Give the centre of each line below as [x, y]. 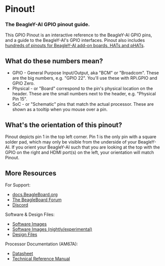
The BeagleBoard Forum [37, 200]
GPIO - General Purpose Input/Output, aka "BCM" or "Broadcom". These [85, 73]
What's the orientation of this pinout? [64, 125]
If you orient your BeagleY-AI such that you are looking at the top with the [86, 147]
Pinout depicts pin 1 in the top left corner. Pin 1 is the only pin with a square [81, 137]
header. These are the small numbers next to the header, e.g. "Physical [84, 94]
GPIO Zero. [24, 83]
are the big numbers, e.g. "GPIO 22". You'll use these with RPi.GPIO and [85, 78]
